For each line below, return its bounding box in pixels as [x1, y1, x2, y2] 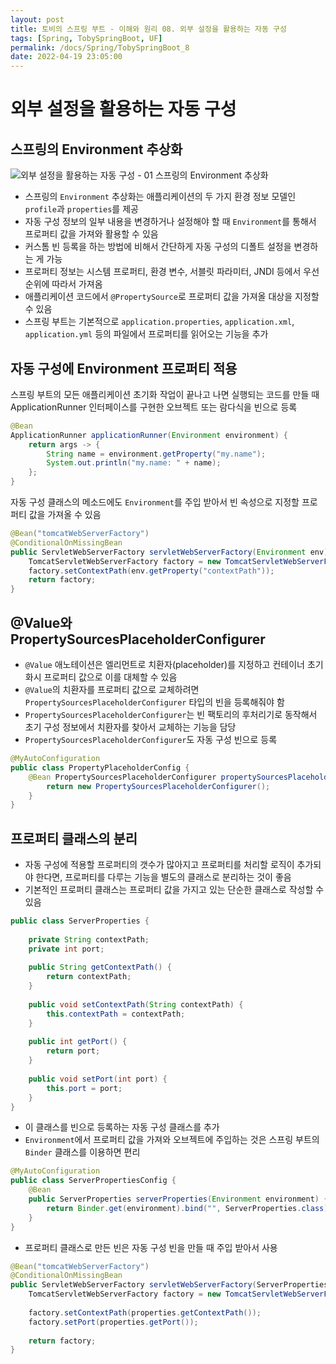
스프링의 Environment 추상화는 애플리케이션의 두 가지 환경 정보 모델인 [24, 191, 297, 203]
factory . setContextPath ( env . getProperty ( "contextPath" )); [28, 566, 275, 576]
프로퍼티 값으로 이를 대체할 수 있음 [43, 671, 178, 683]
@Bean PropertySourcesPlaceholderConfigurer [28, 772, 217, 782]
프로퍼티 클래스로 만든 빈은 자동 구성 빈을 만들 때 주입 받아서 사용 [24, 1241, 278, 1253]
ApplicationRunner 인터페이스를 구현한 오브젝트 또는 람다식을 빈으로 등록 [10, 401, 298, 413]
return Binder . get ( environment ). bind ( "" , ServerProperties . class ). [46, 1203, 333, 1213]
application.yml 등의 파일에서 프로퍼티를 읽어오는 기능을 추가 [24, 328, 269, 340]
